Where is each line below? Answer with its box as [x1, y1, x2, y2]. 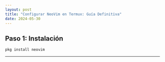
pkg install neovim [5, 47, 45, 52]
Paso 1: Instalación [5, 34, 63, 42]
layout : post [5, 7, 32, 12]
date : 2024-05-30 [5, 16, 41, 21]
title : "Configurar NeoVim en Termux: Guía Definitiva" [5, 12, 122, 17]
